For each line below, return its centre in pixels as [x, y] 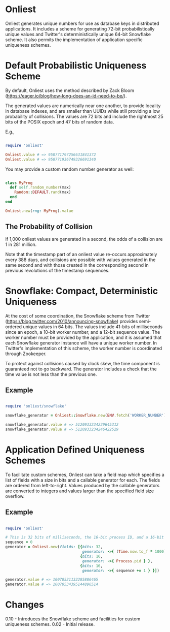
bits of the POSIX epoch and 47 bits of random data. [60, 122]
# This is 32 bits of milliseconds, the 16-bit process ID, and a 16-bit [85, 538]
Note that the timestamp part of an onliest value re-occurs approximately [81, 254]
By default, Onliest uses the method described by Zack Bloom [70, 90]
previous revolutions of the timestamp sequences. [57, 270]
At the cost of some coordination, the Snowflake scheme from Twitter [78, 315]
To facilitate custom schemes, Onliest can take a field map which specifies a [85, 475]
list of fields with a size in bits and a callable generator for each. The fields [83, 480]
